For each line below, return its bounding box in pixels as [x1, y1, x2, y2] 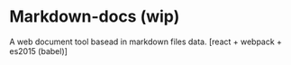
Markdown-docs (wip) [9, 6, 180, 27]
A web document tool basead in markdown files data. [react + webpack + [9, 36, 282, 47]
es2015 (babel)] [9, 45, 68, 56]
